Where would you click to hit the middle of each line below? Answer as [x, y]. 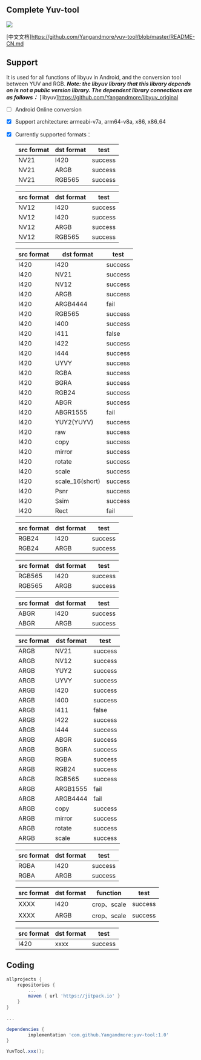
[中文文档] [19, 36]
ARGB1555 [71, 788]
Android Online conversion [48, 109]
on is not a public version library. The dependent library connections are [99, 90]
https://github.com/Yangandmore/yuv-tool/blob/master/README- [113, 36]
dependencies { [25, 1029]
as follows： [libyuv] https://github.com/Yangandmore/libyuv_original [92, 97]
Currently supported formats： [53, 134]
